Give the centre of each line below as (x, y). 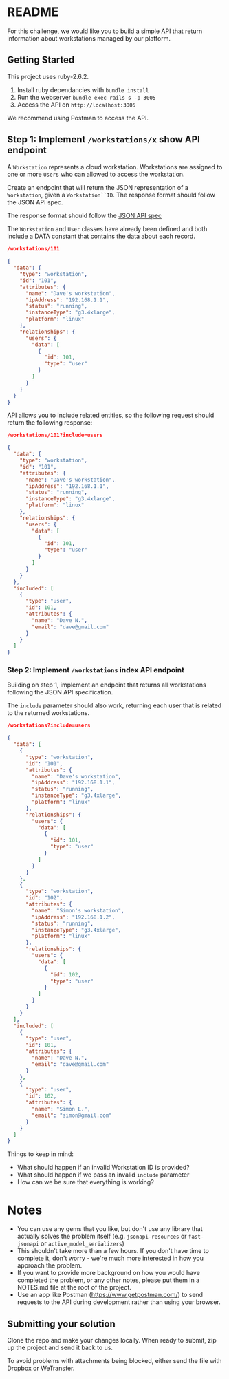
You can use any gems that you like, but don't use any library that (110, 1229)
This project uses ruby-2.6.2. (48, 76)
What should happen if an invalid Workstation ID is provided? (103, 1168)
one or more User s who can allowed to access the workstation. (96, 174)
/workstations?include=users (49, 726)
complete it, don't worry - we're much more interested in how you (110, 1258)
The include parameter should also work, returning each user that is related (115, 705)
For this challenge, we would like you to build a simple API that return (105, 31)
